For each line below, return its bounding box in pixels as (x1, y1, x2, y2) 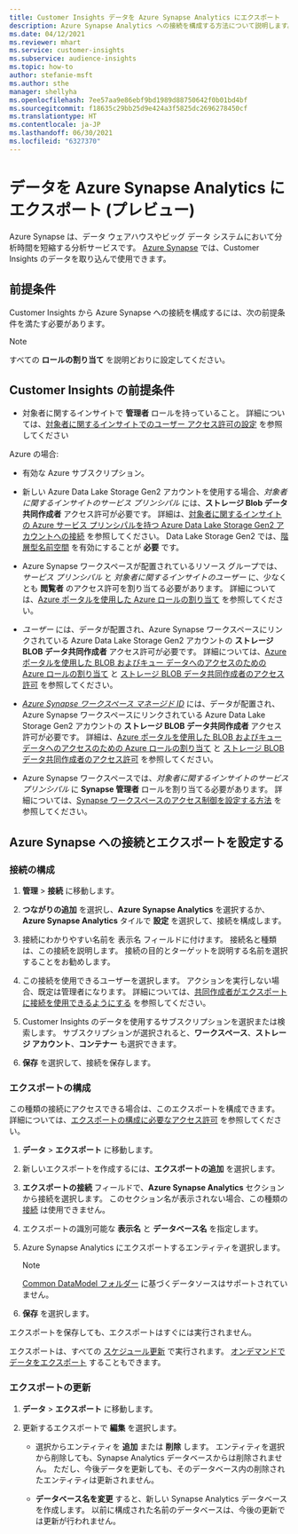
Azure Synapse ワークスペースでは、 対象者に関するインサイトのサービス (21, 773, 289, 784)
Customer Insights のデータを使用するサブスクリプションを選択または (21, 1016, 278, 1026)
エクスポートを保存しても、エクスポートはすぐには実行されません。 (9, 1327, 257, 1338)
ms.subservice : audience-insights (9, 54, 137, 63)
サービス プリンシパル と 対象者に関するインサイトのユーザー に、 (21, 572, 264, 582)
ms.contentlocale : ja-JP (9, 121, 101, 130)
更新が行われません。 (43, 1515, 122, 1526)
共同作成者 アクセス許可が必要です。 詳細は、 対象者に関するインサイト (21, 509, 282, 519)
